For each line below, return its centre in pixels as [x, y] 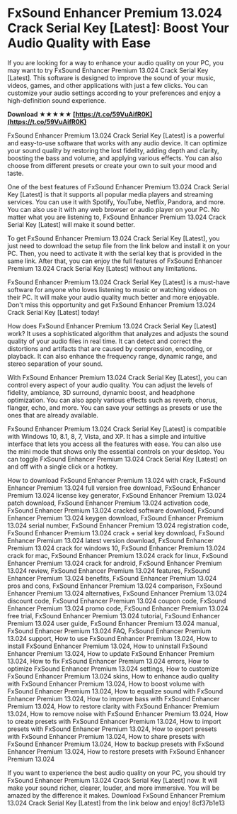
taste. [16, 173]
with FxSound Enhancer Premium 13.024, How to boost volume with [106, 684]
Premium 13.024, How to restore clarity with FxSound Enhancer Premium [113, 706]
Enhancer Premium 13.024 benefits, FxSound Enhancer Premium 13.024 [112, 578]
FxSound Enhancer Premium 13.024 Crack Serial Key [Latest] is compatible [117, 429]
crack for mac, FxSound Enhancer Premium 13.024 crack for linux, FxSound [118, 555]
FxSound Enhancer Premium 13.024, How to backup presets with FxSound [116, 744]
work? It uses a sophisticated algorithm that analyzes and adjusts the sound [118, 333]
